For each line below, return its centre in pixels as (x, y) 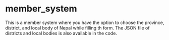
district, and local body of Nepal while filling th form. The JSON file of (77, 27)
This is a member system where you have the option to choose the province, (85, 22)
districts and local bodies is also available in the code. (61, 33)
